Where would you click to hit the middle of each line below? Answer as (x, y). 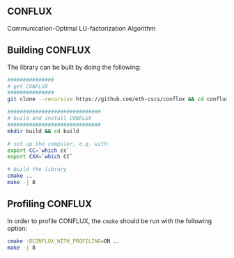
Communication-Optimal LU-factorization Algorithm (81, 28)
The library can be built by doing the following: (74, 67)
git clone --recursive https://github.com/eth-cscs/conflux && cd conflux (118, 99)
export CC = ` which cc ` (39, 150)
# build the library (37, 169)
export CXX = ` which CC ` (40, 157)
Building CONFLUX (49, 51)
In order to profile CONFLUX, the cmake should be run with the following (110, 221)
